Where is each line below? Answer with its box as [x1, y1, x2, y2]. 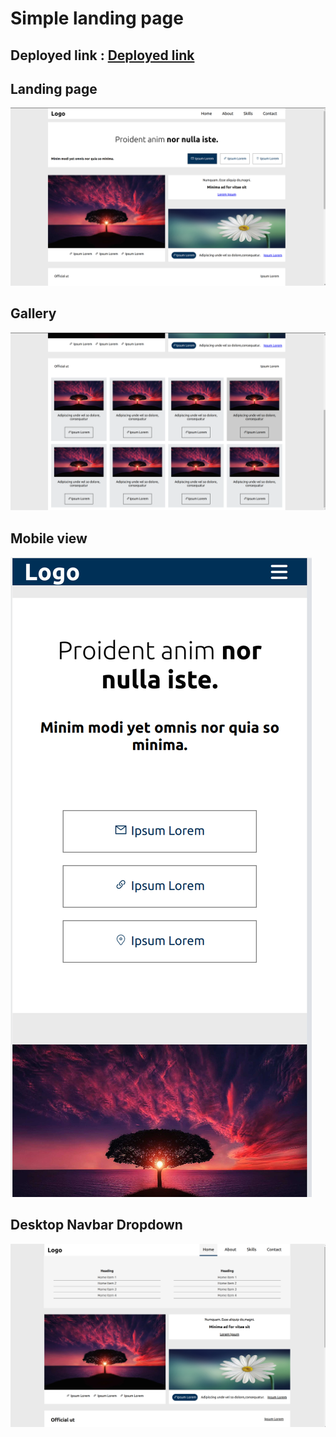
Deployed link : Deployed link [10, 47, 195, 64]
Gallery [10, 305, 57, 322]
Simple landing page [10, 7, 184, 30]
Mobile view [10, 530, 88, 547]
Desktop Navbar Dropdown [10, 1217, 183, 1234]
